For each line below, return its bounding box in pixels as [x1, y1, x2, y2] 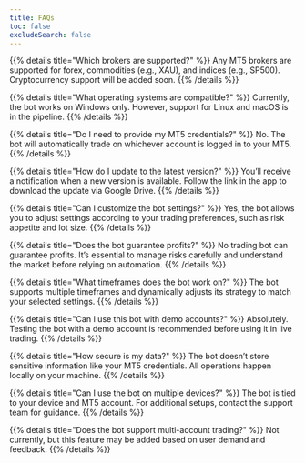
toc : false [9, 22, 51, 31]
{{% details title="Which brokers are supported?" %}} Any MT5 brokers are [9, 55, 292, 66]
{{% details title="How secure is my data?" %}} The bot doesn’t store [9, 351, 269, 362]
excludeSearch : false [9, 30, 92, 39]
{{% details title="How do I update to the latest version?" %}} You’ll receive [9, 166, 291, 177]
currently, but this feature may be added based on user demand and [9, 434, 266, 446]
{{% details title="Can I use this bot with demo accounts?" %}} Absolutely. [9, 314, 289, 325]
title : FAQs [9, 13, 55, 23]
